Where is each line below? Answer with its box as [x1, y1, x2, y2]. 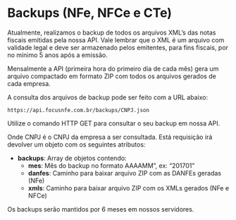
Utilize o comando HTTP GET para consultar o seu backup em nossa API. [7, 118, 221, 128]
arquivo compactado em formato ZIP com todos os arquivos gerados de [7, 72, 216, 80]
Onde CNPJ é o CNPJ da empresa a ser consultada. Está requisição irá [7, 133, 213, 141]
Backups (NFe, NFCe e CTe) [7, 5, 173, 21]
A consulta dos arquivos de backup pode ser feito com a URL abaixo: [7, 93, 209, 102]
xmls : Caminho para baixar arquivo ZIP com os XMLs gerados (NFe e [27, 183, 230, 192]
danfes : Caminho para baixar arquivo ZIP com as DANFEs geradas [27, 169, 222, 177]
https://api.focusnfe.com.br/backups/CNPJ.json [7, 106, 150, 114]
